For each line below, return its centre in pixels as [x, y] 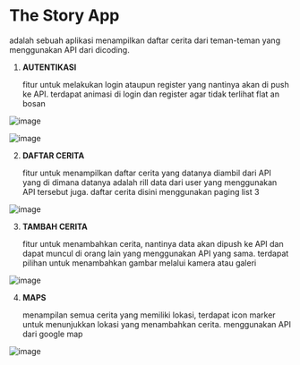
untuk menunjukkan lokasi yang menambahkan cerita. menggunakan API [156, 324]
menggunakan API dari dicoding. [69, 49]
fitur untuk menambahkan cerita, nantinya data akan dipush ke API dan [153, 243]
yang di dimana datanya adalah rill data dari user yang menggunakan [150, 182]
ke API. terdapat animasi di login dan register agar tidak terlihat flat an [151, 94]
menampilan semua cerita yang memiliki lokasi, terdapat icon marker [149, 315]
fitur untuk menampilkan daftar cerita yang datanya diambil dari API [146, 173]
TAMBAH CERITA [55, 226]
